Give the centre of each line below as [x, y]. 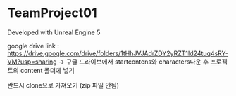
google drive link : [33, 46]
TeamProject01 [52, 13]
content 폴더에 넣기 [48, 70]
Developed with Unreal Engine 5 [54, 32]
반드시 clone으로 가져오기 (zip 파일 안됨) [63, 85]
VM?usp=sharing [32, 62]
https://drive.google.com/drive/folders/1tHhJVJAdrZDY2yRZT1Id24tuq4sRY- [118, 53]
